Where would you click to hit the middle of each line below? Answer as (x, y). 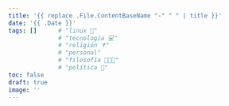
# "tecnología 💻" (88, 38)
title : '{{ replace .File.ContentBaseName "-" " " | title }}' (115, 16)
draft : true (28, 82)
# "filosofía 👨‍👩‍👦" (89, 61)
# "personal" (80, 53)
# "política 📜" (83, 68)
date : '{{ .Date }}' (43, 23)
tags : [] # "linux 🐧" (53, 30)
